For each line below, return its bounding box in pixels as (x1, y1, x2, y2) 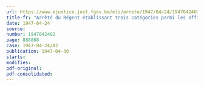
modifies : (6, 59, 32, 65)
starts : (6, 54, 26, 60)
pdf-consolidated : (6, 71, 53, 77)
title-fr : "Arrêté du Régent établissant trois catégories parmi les (6, 15, 186, 21)
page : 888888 (6, 37, 39, 43)
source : (6, 25, 26, 32)
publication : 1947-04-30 (6, 48, 69, 55)
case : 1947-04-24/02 (6, 43, 59, 49)
